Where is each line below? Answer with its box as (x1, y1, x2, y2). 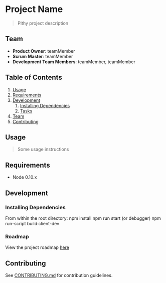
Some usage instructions (17, 147, 69, 153)
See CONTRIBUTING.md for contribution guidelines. (5, 272, 113, 278)
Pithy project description (17, 20, 69, 26)
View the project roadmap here (5, 244, 69, 250)
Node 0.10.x (12, 174, 37, 180)
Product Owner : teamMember (12, 48, 75, 54)
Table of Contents (5, 73, 63, 82)
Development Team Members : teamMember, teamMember (12, 59, 135, 65)
